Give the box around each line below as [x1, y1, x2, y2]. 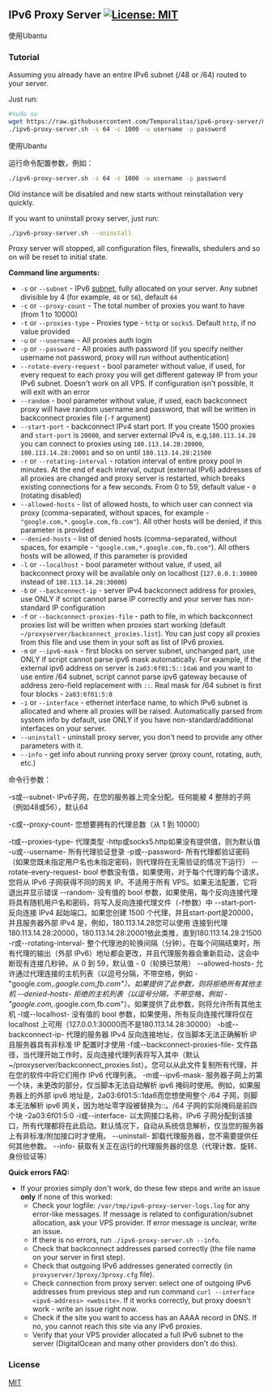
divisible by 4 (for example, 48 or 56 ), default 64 [19, 292, 178, 302]
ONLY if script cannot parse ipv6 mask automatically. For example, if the [19, 654, 261, 664]
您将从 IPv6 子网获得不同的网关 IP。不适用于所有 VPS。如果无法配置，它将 [8, 878, 257, 888]
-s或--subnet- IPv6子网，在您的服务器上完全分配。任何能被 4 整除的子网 [8, 793, 251, 802]
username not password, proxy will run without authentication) [19, 352, 229, 362]
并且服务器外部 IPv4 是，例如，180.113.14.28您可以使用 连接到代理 [8, 918, 228, 928]
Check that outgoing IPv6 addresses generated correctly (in [32, 1261, 233, 1271]
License [8, 1359, 40, 1371]
